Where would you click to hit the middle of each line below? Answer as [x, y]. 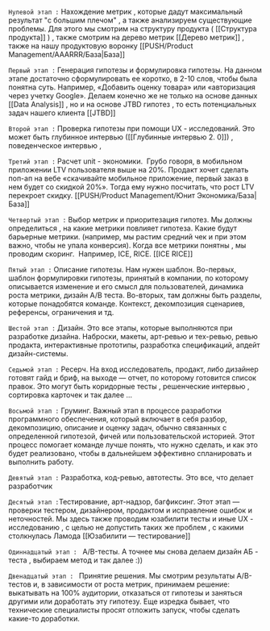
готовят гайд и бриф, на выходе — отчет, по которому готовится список [132, 378]
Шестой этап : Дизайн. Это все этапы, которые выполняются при [120, 328]
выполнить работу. [41, 462]
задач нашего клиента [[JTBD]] [62, 113]
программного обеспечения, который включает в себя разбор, [118, 419]
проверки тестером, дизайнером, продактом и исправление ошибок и [130, 510]
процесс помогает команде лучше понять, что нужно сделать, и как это [133, 445]
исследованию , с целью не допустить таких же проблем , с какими [126, 527]
